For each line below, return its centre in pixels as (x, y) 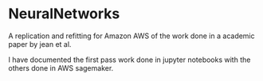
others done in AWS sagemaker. (61, 67)
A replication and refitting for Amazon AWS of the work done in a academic (131, 36)
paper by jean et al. (40, 44)
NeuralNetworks (64, 14)
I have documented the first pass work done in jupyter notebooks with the (130, 60)
